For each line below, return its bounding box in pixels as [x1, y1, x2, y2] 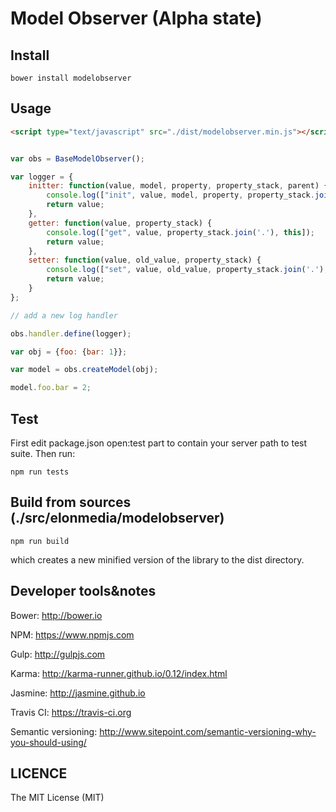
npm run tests [10, 467, 70, 477]
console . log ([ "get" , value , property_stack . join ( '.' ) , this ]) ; [46, 227, 315, 237]
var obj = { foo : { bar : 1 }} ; [10, 347, 128, 357]
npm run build [10, 536, 70, 546]
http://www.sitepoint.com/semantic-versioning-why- [99, 725, 317, 737]
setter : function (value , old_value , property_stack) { [28, 255, 262, 266]
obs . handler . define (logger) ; [10, 328, 132, 339]
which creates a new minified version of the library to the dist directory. [10, 553, 305, 566]
